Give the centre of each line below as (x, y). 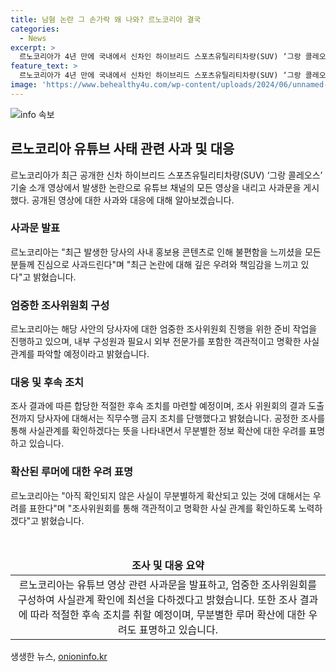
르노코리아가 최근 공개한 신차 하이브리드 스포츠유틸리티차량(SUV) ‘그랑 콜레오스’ (166, 175)
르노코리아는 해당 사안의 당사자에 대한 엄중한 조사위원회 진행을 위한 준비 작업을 (164, 329)
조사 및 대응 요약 (168, 565)
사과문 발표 (35, 228)
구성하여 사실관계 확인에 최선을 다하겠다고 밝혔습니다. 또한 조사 (157, 599)
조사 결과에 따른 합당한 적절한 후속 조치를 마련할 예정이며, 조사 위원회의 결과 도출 (167, 406)
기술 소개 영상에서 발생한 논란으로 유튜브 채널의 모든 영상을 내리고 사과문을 (156, 187)
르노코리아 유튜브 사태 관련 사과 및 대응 (122, 149)
